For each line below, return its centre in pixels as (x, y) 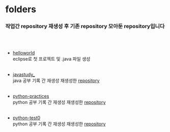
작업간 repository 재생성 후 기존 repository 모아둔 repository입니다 (85, 27)
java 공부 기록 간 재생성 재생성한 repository (56, 81)
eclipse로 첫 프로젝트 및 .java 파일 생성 (51, 59)
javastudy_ (24, 74)
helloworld (24, 53)
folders (21, 9)
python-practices (31, 96)
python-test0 (26, 118)
